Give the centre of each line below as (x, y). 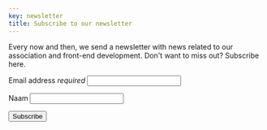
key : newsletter (36, 16)
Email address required (47, 80)
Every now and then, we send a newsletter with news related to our (121, 46)
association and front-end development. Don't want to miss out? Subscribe (134, 55)
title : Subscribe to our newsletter (70, 24)
